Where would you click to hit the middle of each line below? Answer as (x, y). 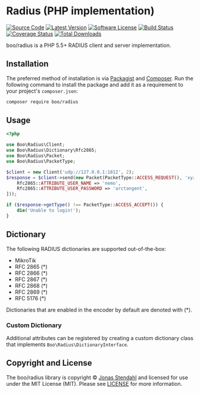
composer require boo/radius (42, 102)
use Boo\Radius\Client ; (36, 145)
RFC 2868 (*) (31, 285)
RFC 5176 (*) (30, 298)
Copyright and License (49, 363)
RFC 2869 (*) (31, 292)
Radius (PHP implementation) (80, 11)
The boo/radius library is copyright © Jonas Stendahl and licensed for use (97, 377)
